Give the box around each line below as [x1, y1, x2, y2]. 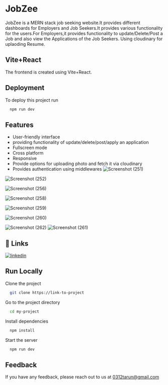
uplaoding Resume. [5, 41, 45, 47]
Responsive [12, 156, 37, 162]
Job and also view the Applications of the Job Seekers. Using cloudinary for [5, 36, 163, 42]
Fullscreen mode [12, 144, 48, 151]
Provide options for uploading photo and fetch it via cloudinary [12, 161, 142, 167]
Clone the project [5, 280, 41, 286]
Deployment [5, 84, 45, 92]
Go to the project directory [5, 299, 60, 305]
